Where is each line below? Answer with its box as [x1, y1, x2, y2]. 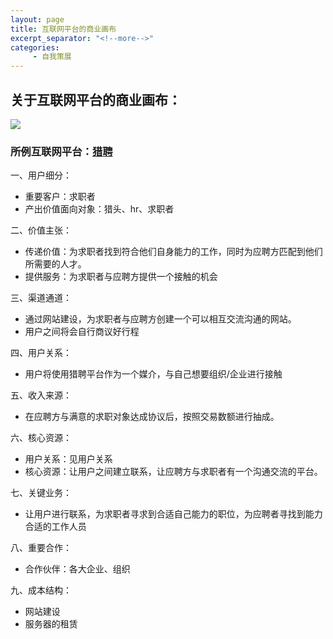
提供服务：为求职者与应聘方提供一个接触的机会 [24, 271, 218, 283]
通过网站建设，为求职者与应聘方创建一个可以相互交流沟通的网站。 [24, 313, 297, 325]
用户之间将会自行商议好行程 [24, 326, 140, 338]
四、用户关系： [10, 347, 72, 359]
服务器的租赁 [24, 618, 78, 630]
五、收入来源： [10, 389, 72, 401]
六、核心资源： [10, 432, 72, 444]
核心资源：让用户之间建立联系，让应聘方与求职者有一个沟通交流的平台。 [24, 466, 323, 478]
